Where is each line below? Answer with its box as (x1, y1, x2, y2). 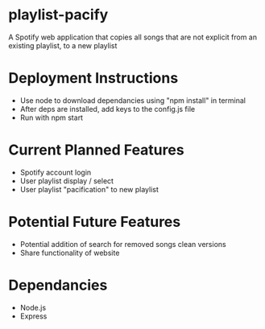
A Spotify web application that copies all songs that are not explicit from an (8, 32, 258, 42)
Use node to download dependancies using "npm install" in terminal (19, 95, 246, 105)
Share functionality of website (19, 248, 120, 257)
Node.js (19, 302, 47, 312)
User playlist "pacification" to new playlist (19, 184, 159, 194)
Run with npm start (19, 113, 83, 122)
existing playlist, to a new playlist (8, 40, 118, 50)
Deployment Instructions (8, 69, 179, 88)
